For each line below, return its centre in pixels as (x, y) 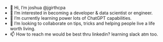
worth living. (23, 29)
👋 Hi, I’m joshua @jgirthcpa (38, 8)
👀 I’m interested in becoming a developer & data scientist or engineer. (81, 13)
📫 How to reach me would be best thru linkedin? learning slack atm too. (84, 34)
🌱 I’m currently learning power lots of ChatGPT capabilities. (71, 18)
